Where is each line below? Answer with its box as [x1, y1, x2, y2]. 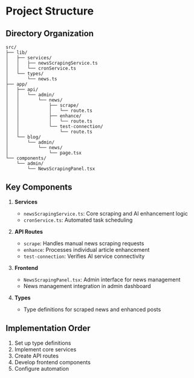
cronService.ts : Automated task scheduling [23, 216, 133, 223]
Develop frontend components [14, 358, 91, 366]
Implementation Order [5, 323, 91, 333]
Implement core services [14, 345, 77, 353]
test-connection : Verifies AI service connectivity [23, 252, 145, 260]
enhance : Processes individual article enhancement [23, 246, 150, 253]
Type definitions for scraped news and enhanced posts [23, 306, 161, 313]
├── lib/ [5, 50, 28, 56]
